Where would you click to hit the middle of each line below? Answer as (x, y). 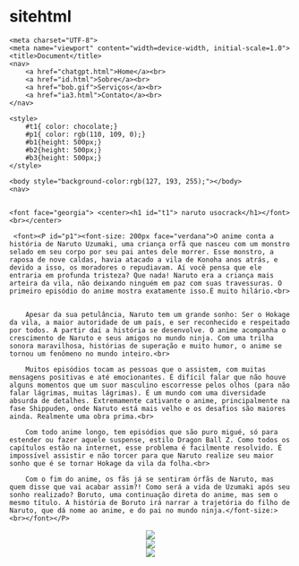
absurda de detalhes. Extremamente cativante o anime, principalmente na (150, 400)
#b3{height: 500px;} (64, 158)
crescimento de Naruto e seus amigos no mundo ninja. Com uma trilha (142, 338)
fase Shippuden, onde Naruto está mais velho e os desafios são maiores (148, 408)
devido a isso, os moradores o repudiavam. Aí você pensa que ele (136, 267)
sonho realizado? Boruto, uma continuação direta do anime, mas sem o (144, 494)
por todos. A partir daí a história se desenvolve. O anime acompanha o (148, 330)
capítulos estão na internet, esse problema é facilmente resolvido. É (145, 448)
